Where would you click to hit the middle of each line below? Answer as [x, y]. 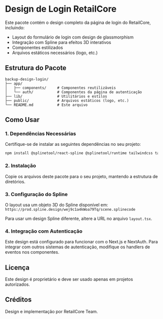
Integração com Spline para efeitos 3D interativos [62, 42]
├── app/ [14, 83]
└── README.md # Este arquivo [47, 105]
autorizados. [17, 284]
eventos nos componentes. [32, 252]
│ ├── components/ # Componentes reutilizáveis [61, 88]
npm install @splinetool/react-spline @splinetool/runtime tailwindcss [79, 153]
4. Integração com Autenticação [44, 231]
